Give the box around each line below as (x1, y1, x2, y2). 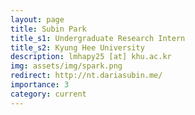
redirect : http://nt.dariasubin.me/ (10, 71, 163, 81)
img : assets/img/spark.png (10, 61, 123, 71)
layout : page (10, 14, 65, 25)
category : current (10, 89, 87, 99)
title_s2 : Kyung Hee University (10, 42, 145, 53)
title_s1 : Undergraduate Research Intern (10, 33, 186, 43)
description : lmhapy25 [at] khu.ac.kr (10, 52, 172, 62)
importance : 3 (10, 80, 70, 90)
